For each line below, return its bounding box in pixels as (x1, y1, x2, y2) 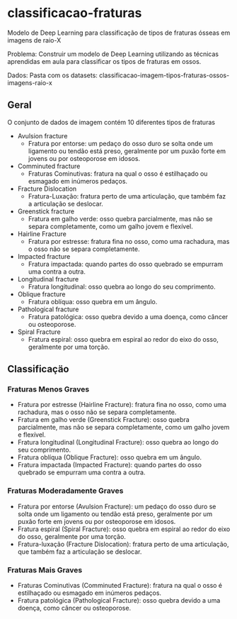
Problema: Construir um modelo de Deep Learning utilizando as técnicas (7, 50, 219, 58)
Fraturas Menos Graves (7, 384, 90, 394)
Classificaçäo (7, 363, 69, 375)
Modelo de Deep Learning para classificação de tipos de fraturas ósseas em (7, 28, 231, 37)
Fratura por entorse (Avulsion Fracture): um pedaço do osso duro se (17, 502, 216, 511)
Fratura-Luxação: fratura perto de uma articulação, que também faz (28, 191, 226, 200)
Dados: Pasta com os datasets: (7, 71, 98, 79)
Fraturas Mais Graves (7, 565, 83, 575)
